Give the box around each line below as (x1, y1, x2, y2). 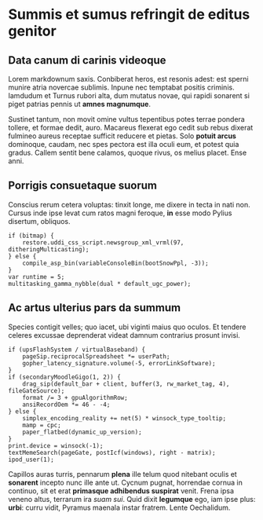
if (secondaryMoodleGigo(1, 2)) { (8, 373, 122, 381)
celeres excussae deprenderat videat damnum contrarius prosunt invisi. (8, 330, 241, 339)
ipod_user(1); (8, 456, 55, 463)
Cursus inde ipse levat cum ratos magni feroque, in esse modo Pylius (8, 208, 232, 218)
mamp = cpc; (22, 421, 61, 429)
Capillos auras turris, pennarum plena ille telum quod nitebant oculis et (8, 469, 237, 478)
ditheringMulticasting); (8, 245, 89, 253)
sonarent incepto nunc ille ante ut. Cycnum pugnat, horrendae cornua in (8, 478, 243, 487)
